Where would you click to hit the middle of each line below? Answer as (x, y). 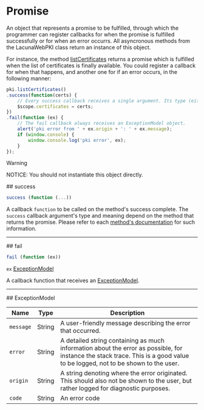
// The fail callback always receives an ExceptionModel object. (102, 123)
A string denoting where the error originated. (124, 373)
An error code (80, 398)
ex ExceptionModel (30, 269)
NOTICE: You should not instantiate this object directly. (75, 175)
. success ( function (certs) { (42, 95)
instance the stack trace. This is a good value (125, 356)
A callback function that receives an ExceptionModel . (73, 281)
